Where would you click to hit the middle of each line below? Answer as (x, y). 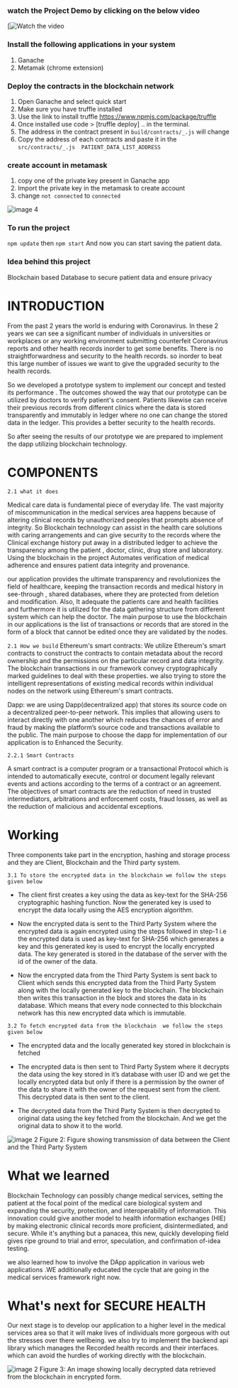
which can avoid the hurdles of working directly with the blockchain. (107, 1355)
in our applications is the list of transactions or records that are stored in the (118, 624)
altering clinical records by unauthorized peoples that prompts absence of (115, 520)
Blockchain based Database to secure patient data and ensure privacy (110, 277)
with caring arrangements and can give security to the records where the (114, 534)
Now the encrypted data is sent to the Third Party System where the (117, 923)
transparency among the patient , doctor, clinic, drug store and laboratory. (115, 550)
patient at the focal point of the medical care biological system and (105, 1203)
